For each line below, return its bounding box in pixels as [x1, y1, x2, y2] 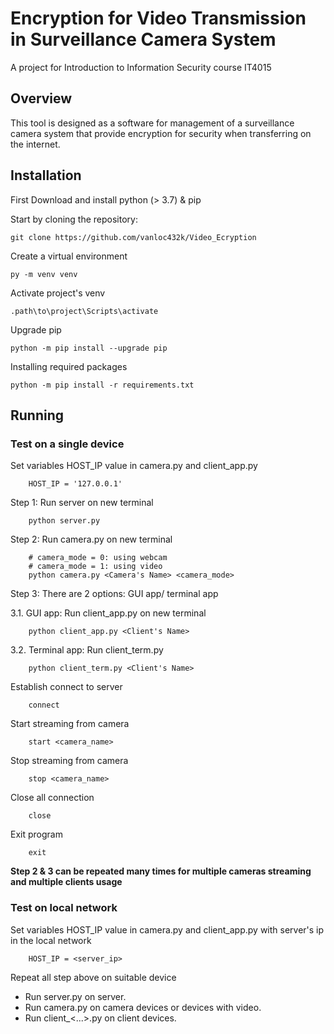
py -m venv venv [10, 269, 78, 279]
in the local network [10, 934, 92, 946]
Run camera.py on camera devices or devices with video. [24, 1001, 262, 1013]
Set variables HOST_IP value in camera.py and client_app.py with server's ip [10, 923, 325, 936]
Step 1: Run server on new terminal [10, 497, 154, 509]
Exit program [10, 828, 63, 841]
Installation [10, 167, 82, 184]
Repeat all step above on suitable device [10, 971, 177, 983]
